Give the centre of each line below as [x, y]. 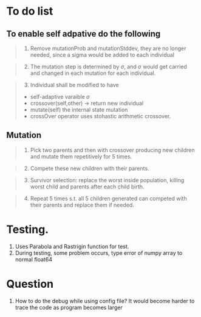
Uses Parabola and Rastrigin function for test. [72, 246]
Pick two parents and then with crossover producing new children [113, 150]
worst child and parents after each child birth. [87, 187]
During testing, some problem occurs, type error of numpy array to [99, 253]
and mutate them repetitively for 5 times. [81, 156]
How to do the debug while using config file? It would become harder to [105, 301]
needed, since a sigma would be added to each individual [102, 55]
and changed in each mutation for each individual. [93, 73]
